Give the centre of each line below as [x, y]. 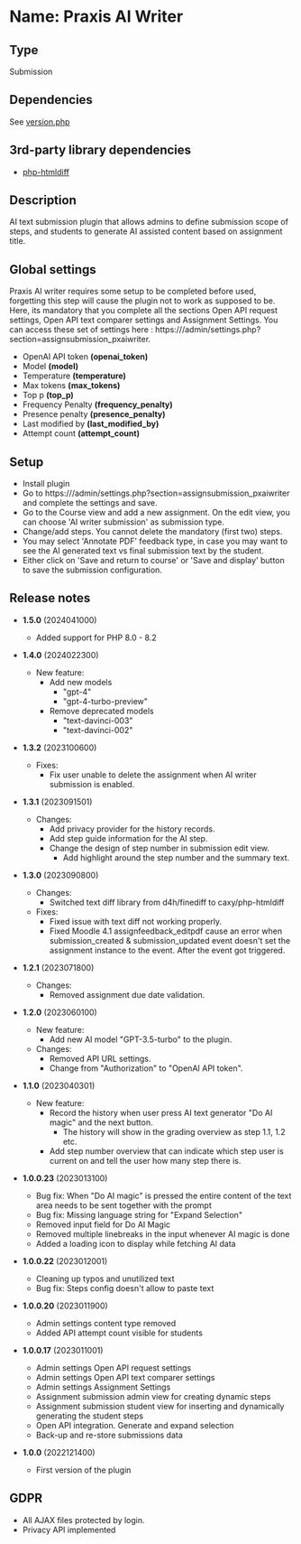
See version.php [40, 121]
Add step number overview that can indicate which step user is [166, 1151]
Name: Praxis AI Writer [96, 17]
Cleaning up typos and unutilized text [105, 1279]
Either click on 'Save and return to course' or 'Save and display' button [154, 561]
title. [18, 241]
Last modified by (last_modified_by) [91, 424]
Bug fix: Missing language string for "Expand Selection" [139, 1214]
